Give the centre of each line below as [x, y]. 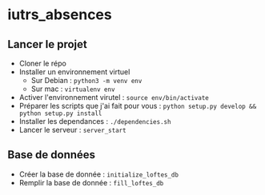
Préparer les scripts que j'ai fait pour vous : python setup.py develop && [138, 106]
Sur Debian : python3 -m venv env [86, 80]
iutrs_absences [60, 15]
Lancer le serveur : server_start [72, 130]
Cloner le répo [43, 63]
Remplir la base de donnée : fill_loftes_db [91, 182]
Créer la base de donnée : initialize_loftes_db [99, 174]
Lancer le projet [47, 44]
